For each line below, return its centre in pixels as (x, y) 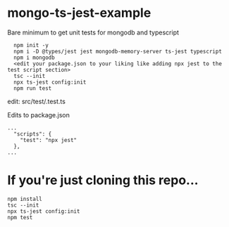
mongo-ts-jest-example (79, 13)
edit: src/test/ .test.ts (36, 101)
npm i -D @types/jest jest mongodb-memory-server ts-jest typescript (118, 51)
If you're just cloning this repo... (103, 180)
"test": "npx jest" (49, 140)
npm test (20, 217)
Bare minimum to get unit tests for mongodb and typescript (93, 32)
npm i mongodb (34, 58)
